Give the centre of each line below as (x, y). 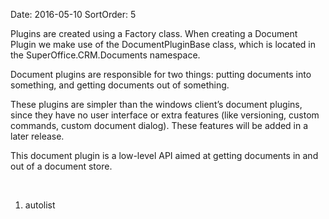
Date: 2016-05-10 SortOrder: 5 (73, 14)
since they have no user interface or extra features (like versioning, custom (165, 115)
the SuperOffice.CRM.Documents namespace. (105, 55)
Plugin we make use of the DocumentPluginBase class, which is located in (163, 44)
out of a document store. (61, 166)
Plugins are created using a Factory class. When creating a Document (154, 33)
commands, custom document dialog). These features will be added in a (159, 125)
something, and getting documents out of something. (120, 85)
